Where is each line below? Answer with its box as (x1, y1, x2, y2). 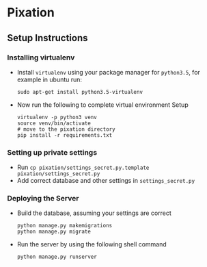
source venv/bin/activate (16, 120, 91, 127)
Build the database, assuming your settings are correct (16, 209, 172, 217)
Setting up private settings (7, 147, 98, 157)
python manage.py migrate (16, 228, 91, 236)
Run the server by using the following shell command (16, 240, 167, 249)
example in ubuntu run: (16, 75, 83, 84)
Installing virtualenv (7, 53, 75, 62)
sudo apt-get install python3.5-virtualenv (16, 88, 143, 95)
